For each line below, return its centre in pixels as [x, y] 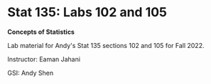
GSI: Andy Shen [31, 73]
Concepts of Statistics [41, 32]
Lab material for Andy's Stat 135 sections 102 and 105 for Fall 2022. [106, 45]
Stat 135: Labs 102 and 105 [87, 12]
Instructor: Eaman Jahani [44, 59]
